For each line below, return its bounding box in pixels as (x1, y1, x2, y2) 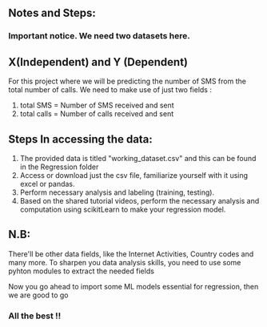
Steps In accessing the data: (8, 132, 153, 146)
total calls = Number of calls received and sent (19, 109, 174, 119)
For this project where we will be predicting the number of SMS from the (8, 76, 246, 87)
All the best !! (8, 310, 62, 321)
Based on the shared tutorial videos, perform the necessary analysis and (19, 196, 260, 205)
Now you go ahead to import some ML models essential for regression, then (8, 281, 259, 291)
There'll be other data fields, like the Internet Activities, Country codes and (8, 248, 254, 259)
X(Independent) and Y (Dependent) (8, 55, 188, 69)
